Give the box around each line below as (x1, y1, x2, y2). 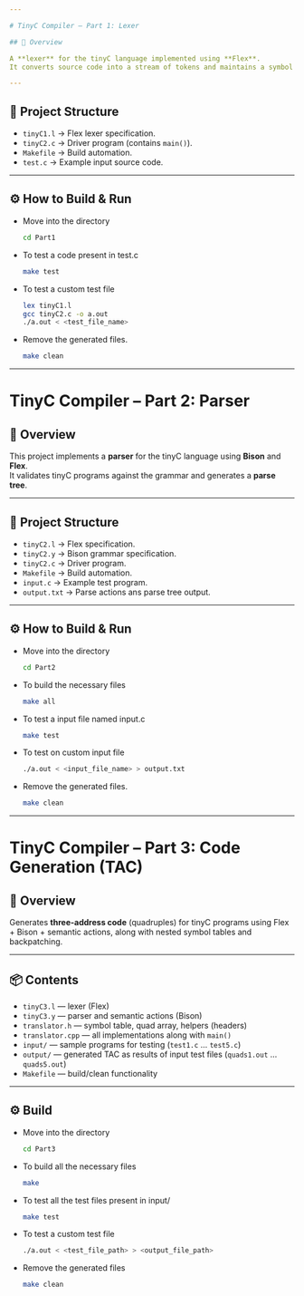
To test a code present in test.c (22, 249, 138, 260)
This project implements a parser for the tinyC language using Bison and (9, 450, 281, 462)
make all (22, 697, 56, 706)
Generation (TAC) (9, 857, 143, 877)
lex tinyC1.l (22, 301, 72, 310)
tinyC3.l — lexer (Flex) (22, 1001, 110, 1011)
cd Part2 (22, 663, 56, 672)
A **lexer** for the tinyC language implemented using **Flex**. (9, 53, 261, 63)
